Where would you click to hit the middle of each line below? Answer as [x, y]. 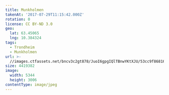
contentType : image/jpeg [31, 84]
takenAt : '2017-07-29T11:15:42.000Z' [45, 15]
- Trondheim [22, 47]
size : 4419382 [20, 66]
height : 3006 [23, 80]
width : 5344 [22, 75]
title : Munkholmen [24, 10]
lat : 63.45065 [24, 33]
